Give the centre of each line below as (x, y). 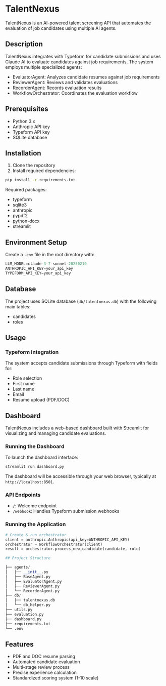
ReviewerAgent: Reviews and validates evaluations (65, 82)
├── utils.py (19, 610)
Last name (23, 389)
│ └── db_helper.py (28, 605)
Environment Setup (36, 242)
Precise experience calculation (44, 673)
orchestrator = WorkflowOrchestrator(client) (54, 544)
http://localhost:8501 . (30, 482)
